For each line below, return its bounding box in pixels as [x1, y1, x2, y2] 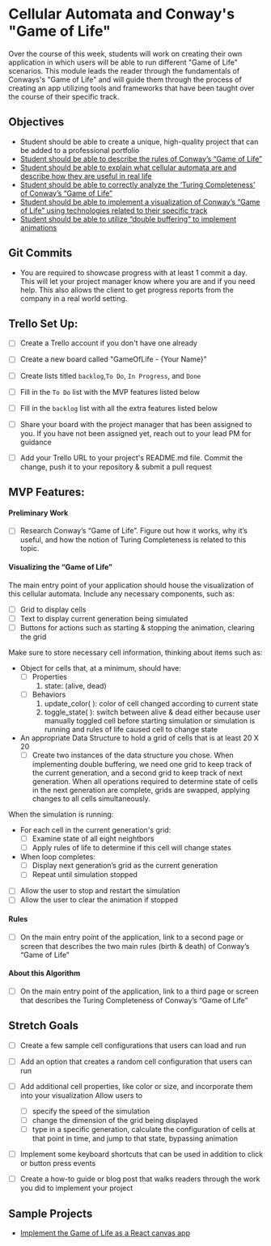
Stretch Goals [8, 1019, 79, 1032]
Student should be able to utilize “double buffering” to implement [19, 214, 237, 223]
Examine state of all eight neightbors [32, 834, 155, 844]
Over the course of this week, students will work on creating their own [8, 49, 243, 58]
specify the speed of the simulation [32, 1106, 150, 1116]
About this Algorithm [8, 968, 81, 978]
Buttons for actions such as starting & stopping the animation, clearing [19, 622, 255, 632]
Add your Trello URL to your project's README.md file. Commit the [19, 452, 243, 462]
